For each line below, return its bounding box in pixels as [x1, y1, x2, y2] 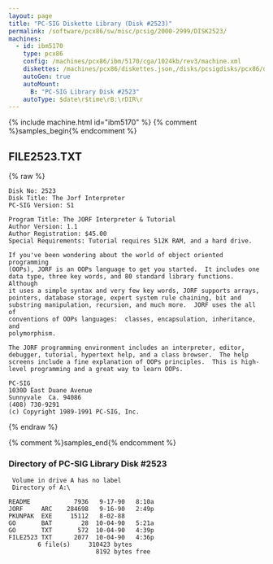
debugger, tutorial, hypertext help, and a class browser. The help [8, 351, 249, 359]
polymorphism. [8, 330, 57, 338]
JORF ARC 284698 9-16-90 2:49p [8, 505, 154, 514]
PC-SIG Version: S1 [8, 201, 75, 210]
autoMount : [23, 80, 60, 88]
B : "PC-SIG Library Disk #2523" [29, 87, 140, 96]
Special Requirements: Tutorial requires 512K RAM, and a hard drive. [8, 237, 253, 245]
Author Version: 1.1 [8, 223, 79, 231]
